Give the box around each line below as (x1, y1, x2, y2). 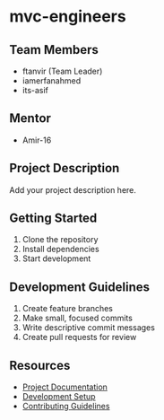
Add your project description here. (9, 184, 137, 195)
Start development (22, 253, 91, 264)
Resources (9, 357, 71, 373)
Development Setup (22, 391, 96, 402)
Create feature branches (22, 303, 114, 314)
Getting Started (9, 211, 98, 226)
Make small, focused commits (22, 312, 133, 324)
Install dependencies (22, 244, 100, 255)
